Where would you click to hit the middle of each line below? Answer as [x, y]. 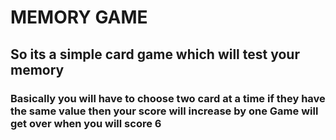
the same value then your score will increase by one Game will [164, 111]
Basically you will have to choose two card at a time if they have [168, 98]
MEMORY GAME [79, 17]
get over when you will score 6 [86, 123]
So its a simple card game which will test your [155, 54]
